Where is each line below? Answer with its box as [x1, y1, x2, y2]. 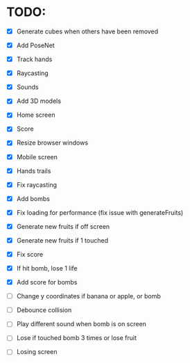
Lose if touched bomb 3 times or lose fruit [16, 334, 137, 342]
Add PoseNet [16, 41, 55, 49]
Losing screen [16, 348, 58, 356]
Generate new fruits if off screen [16, 222, 110, 230]
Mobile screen [16, 152, 58, 161]
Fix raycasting [16, 180, 57, 188]
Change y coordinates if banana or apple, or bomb [16, 292, 161, 300]
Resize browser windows [16, 138, 88, 147]
